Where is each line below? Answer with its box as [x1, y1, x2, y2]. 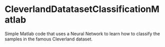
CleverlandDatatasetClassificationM [4, 3, 159, 15]
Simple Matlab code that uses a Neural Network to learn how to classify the [4, 30, 160, 36]
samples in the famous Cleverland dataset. [4, 36, 93, 42]
